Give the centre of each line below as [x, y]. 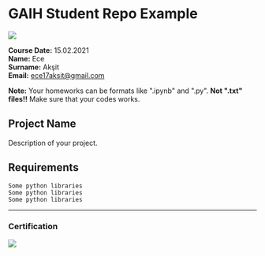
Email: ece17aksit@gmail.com [56, 75]
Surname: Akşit [34, 67]
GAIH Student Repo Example [103, 14]
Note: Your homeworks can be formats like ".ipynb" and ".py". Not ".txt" [125, 91]
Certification [33, 227]
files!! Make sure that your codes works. [74, 98]
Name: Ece [26, 58]
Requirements [43, 167]
